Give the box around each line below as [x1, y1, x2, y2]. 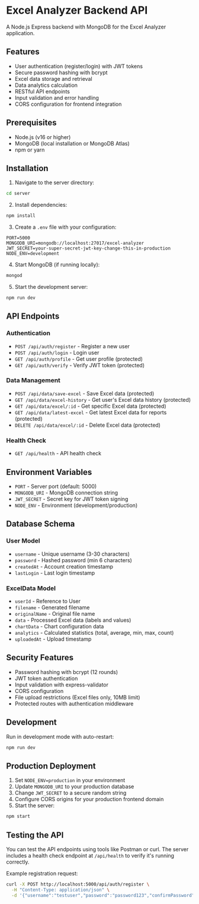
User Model [6, 537, 40, 545]
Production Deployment [6, 761, 96, 771]
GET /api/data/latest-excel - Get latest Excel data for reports [14, 408, 167, 416]
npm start [6, 814, 31, 820]
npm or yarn [14, 146, 45, 153]
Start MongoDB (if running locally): [14, 261, 100, 268]
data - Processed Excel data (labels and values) [14, 616, 131, 623]
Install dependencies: [14, 201, 68, 209]
